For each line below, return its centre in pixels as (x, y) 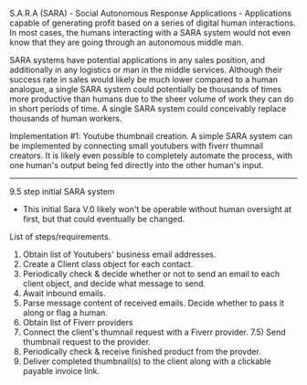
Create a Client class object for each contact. (108, 264)
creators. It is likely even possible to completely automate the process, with (151, 155)
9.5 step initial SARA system (62, 192)
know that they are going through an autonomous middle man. (127, 42)
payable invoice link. (61, 371)
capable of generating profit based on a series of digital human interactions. (153, 23)
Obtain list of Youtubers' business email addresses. (119, 254)
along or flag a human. (65, 313)
